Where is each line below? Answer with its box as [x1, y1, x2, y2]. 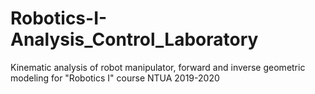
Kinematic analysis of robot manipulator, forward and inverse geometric [10, 61, 306, 73]
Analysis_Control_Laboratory [10, 28, 259, 51]
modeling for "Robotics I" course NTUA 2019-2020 [10, 72, 220, 84]
